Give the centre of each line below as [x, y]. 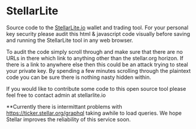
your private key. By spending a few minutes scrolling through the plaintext [99, 70]
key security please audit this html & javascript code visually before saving [98, 33]
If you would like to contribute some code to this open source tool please [96, 88]
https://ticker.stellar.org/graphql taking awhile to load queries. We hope [94, 113]
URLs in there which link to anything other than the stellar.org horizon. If [95, 58]
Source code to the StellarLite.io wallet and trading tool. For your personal [97, 27]
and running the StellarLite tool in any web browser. [70, 40]
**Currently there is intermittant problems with [64, 106]
